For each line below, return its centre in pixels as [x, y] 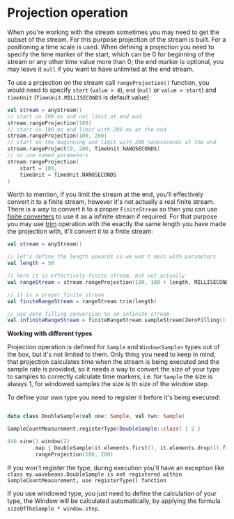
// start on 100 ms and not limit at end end [74, 116]
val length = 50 [31, 263]
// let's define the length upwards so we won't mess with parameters [112, 257]
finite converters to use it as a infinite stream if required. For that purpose [112, 216]
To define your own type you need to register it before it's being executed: [114, 397]
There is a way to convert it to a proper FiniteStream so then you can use [112, 209]
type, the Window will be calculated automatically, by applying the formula [114, 501]
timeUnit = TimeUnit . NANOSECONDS [68, 175]
